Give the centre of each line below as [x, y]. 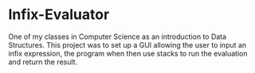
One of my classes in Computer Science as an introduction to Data [118, 36]
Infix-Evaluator [59, 15]
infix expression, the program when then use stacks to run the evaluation [128, 53]
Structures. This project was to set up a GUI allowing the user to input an [127, 44]
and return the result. [43, 62]
